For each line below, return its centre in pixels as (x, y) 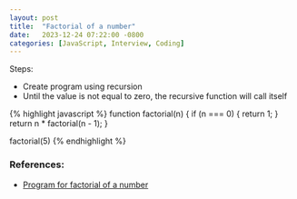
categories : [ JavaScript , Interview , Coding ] (97, 43)
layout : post (34, 18)
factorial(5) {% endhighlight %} (68, 141)
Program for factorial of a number (85, 184)
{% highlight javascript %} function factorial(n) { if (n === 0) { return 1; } (144, 114)
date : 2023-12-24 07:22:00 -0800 (77, 35)
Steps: (21, 69)
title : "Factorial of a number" (73, 26)
